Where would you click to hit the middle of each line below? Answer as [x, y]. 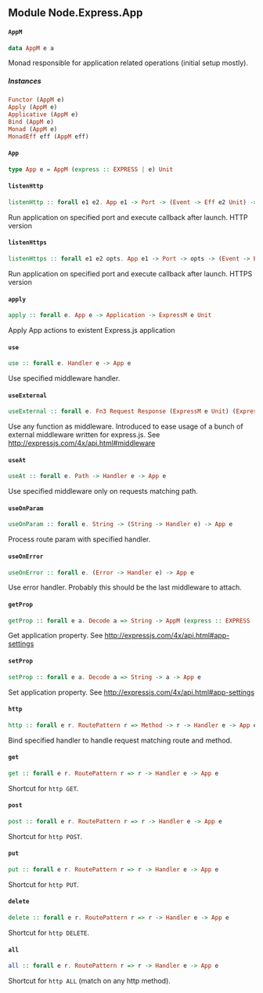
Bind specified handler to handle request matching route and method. [120, 740]
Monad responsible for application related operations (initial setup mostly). [128, 63]
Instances [25, 81]
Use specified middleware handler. [64, 378]
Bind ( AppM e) [31, 122]
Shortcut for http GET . [44, 788]
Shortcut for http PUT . [44, 884]
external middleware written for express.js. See [84, 435]
